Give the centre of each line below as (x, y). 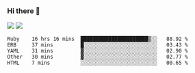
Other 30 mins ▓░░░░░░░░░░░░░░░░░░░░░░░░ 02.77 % (97, 57)
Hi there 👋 (24, 11)
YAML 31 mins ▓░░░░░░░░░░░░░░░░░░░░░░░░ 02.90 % (97, 51)
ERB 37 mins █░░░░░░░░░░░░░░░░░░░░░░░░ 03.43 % (97, 45)
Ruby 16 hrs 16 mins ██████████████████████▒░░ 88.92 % (97, 39)
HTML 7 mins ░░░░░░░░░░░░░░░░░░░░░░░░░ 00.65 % (97, 63)
